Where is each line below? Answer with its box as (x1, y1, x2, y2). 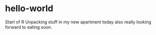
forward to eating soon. (5, 24, 52, 30)
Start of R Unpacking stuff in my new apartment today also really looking (5, 19, 152, 25)
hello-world (5, 3, 54, 14)
